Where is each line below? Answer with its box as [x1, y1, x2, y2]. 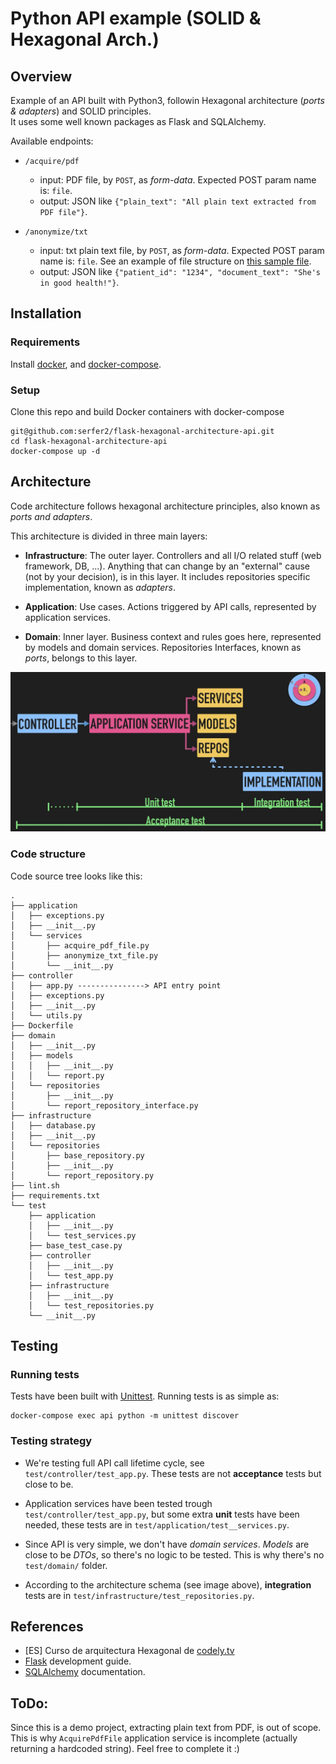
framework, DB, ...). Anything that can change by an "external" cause [24, 560, 310, 572]
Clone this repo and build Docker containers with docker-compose [10, 405, 285, 417]
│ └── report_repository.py [10, 1170, 155, 1181]
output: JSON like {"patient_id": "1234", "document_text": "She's [39, 266, 321, 277]
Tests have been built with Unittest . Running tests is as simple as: [10, 1390, 280, 1402]
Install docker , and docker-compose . [10, 358, 162, 370]
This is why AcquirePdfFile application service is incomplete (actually [10, 1732, 298, 1744]
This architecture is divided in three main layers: [10, 530, 208, 542]
